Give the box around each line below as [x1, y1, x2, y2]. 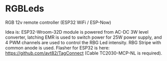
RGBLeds [5, 3, 44, 14]
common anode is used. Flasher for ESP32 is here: [5, 45, 110, 51]
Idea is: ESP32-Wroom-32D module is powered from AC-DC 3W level [5, 29, 149, 35]
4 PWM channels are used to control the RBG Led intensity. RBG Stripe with [5, 39, 161, 45]
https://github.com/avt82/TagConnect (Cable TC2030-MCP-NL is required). [5, 50, 162, 56]
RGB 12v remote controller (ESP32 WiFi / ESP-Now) [5, 19, 111, 25]
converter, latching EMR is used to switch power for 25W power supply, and [5, 34, 162, 40]
